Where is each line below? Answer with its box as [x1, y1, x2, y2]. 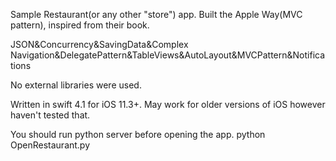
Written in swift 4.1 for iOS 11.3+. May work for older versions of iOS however [10, 99, 326, 110]
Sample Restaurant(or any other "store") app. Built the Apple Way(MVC [10, 9, 303, 20]
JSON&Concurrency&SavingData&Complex [10, 39, 189, 50]
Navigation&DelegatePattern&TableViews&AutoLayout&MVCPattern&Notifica [10, 49, 326, 61]
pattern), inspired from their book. [10, 19, 150, 31]
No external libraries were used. [10, 79, 142, 91]
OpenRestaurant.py [10, 139, 91, 151]
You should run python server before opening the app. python [10, 129, 266, 140]
